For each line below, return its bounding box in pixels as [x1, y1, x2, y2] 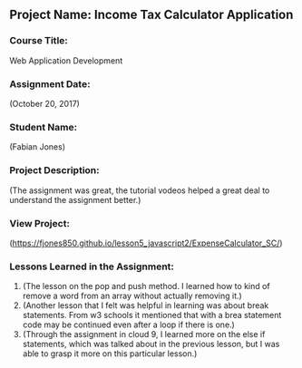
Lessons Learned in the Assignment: [9, 260, 175, 273]
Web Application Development [9, 54, 123, 66]
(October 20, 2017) [9, 98, 80, 109]
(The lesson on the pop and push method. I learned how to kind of [22, 281, 270, 292]
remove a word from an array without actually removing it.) [22, 290, 242, 302]
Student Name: [9, 121, 78, 133]
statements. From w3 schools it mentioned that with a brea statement [22, 310, 282, 321]
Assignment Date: [9, 77, 91, 90]
